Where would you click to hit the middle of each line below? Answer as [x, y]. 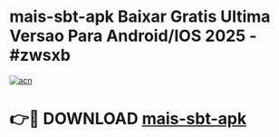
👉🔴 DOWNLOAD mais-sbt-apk [128, 119]
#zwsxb [40, 55]
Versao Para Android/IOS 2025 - [133, 36]
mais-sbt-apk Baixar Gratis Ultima [140, 17]
